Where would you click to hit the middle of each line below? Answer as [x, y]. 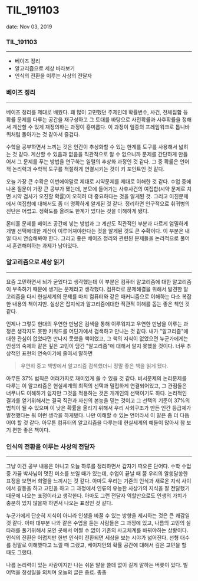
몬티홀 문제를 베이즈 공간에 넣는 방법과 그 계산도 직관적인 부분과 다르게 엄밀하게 [97, 223]
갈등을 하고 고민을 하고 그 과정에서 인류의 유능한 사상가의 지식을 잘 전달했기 [103, 488]
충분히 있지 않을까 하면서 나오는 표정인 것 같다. [60, 503]
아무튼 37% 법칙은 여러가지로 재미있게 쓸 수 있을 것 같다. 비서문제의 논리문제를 [96, 378]
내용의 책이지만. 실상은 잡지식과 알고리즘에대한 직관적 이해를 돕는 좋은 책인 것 [101, 304]
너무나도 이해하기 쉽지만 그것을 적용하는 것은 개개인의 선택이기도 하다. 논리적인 [97, 393]
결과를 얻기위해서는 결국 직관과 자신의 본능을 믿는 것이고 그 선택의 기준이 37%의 [98, 400]
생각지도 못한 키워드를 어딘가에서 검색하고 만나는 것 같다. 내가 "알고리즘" [100, 331]
